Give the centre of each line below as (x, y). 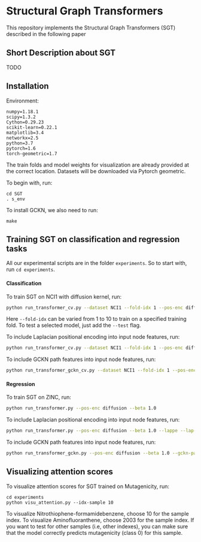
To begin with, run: (29, 183)
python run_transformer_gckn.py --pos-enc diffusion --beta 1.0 (88, 453)
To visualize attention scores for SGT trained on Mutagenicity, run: (88, 486)
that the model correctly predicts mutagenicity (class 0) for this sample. (95, 532)
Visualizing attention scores (60, 472)
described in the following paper (46, 34)
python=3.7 (20, 143)
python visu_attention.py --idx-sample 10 (60, 502)
